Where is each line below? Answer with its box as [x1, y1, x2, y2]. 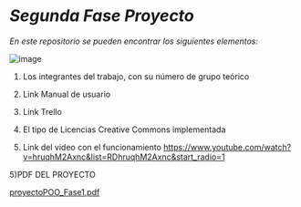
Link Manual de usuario [22, 88, 111, 99]
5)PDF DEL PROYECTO [9, 169, 96, 180]
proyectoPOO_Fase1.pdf [9, 186, 100, 197]
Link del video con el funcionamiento [22, 141, 162, 152]
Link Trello [22, 106, 62, 117]
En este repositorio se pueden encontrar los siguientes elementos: [9, 36, 258, 47]
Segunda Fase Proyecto [9, 5, 194, 26]
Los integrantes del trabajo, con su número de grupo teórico [22, 70, 250, 82]
